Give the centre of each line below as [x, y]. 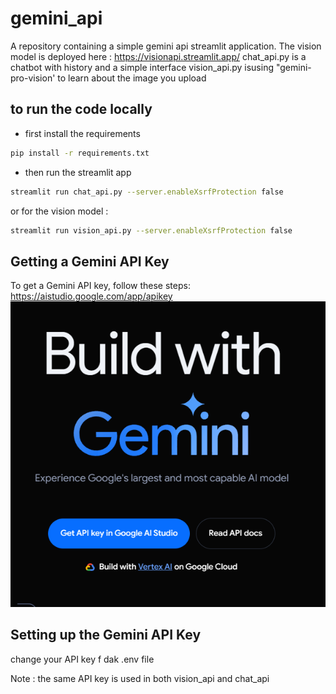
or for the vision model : [59, 211]
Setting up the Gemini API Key [106, 635]
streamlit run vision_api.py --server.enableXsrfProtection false [151, 230]
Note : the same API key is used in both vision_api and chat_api [140, 678]
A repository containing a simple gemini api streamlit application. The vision [166, 46]
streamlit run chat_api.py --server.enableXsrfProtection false [147, 192]
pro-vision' [33, 78]
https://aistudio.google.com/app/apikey [91, 296]
